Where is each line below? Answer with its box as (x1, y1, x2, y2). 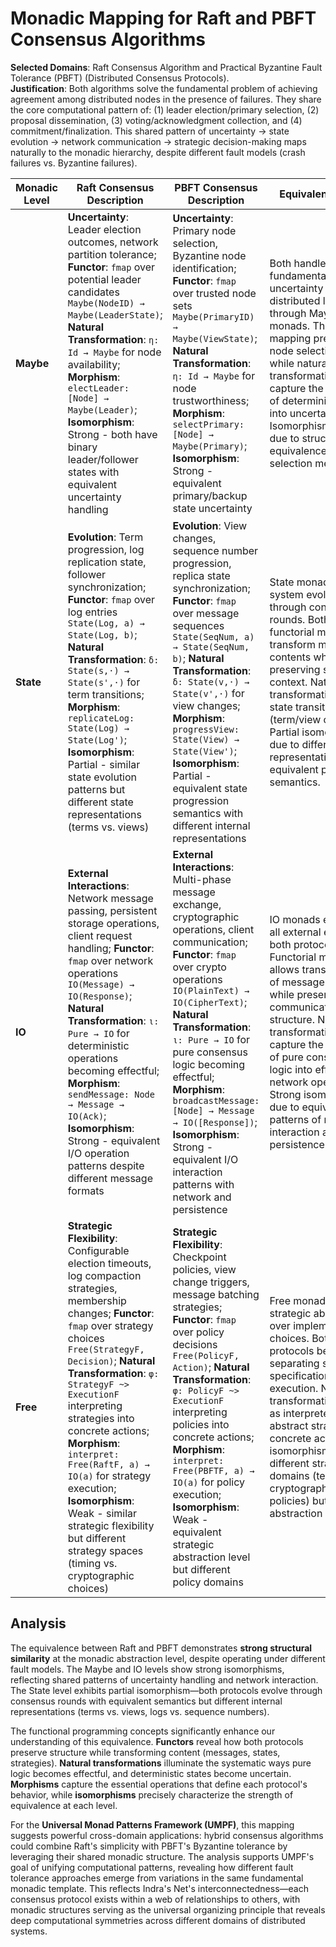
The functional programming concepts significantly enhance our (10, 1725, 276, 1737)
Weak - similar (67, 1506, 138, 1520)
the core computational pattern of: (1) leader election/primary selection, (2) (10, 103, 320, 116)
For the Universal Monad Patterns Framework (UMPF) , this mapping (10, 1818, 295, 1831)
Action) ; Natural (172, 1360, 250, 1374)
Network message (67, 891, 154, 905)
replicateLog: (67, 712, 135, 724)
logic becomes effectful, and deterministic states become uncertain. (10, 1767, 292, 1779)
